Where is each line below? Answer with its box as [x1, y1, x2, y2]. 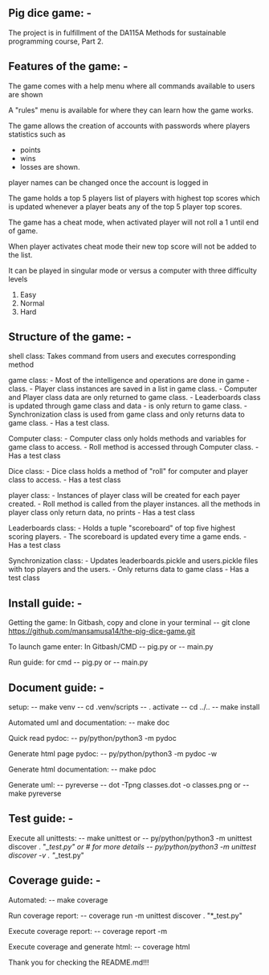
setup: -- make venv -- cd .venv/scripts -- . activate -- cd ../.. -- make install [8, 702, 260, 712]
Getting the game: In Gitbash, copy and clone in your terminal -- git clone [8, 618, 251, 627]
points [19, 145, 42, 154]
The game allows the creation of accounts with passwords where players [8, 121, 251, 130]
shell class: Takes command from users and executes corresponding [8, 352, 236, 361]
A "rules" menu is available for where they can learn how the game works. [8, 105, 254, 115]
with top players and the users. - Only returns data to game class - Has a [8, 565, 250, 574]
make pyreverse [8, 788, 62, 799]
